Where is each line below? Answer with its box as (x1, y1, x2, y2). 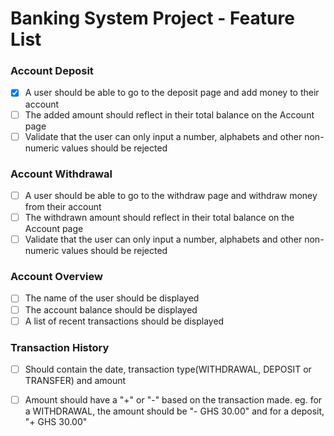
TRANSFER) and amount (24, 375, 127, 386)
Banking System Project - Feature (10, 7, 295, 30)
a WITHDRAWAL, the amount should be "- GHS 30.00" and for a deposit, (24, 405, 325, 417)
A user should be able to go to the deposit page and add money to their (24, 87, 320, 99)
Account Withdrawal (10, 167, 113, 181)
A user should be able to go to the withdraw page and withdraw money (24, 189, 318, 201)
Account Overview (10, 270, 103, 284)
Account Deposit (10, 64, 94, 78)
